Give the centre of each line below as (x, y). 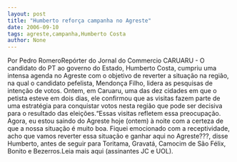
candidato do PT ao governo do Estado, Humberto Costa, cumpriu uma (112, 68)
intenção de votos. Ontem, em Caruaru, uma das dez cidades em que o (112, 91)
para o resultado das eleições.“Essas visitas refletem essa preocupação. (114, 114)
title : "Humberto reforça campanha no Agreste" (80, 21)
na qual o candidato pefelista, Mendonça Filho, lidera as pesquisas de (110, 83)
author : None (27, 40)
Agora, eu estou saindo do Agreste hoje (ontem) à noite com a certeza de (115, 121)
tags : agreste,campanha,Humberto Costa (67, 34)
